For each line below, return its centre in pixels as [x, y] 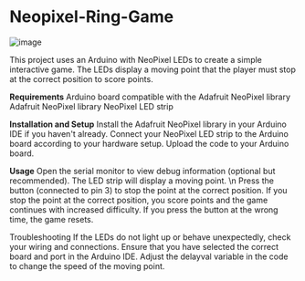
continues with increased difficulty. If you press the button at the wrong [144, 209]
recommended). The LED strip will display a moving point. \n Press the [142, 181]
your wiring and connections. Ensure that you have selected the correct [144, 246]
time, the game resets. [52, 219]
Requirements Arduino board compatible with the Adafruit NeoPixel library [150, 97]
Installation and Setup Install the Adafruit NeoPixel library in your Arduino [148, 124]
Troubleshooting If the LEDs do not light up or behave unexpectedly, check [150, 237]
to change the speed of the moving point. [87, 265]
